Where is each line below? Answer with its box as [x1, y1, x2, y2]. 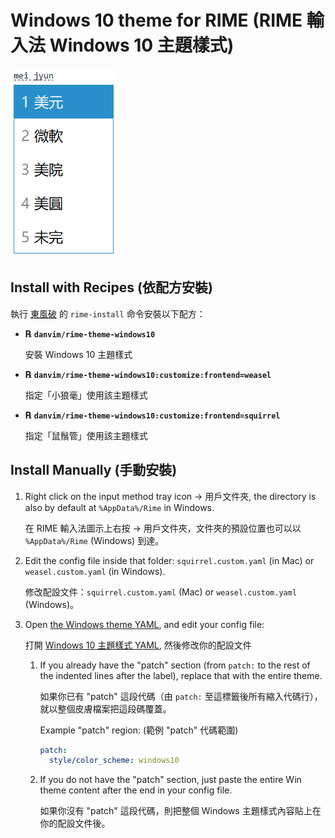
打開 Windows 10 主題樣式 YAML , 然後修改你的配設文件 [24, 639, 252, 651]
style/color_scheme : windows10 [48, 756, 180, 766]
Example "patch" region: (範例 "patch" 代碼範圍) [39, 724, 239, 736]
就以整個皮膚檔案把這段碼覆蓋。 [39, 702, 172, 715]
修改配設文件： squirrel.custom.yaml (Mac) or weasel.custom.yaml [24, 586, 298, 598]
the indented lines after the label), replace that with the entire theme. [39, 669, 323, 681]
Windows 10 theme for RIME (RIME [10, 9, 303, 32]
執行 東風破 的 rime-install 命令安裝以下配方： [10, 307, 206, 320]
